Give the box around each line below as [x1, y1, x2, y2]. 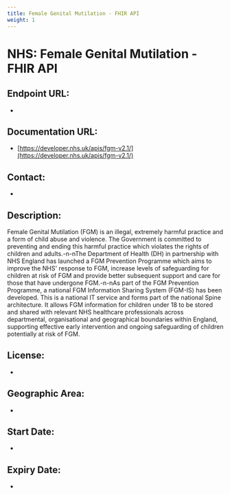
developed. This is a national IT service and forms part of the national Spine [7, 293, 222, 301]
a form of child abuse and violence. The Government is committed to [7, 235, 202, 243]
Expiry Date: [7, 464, 61, 476]
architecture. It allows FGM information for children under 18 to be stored [7, 300, 214, 309]
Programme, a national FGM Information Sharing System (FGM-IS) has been [7, 286, 222, 294]
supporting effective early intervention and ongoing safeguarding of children [7, 322, 224, 330]
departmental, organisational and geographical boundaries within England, [7, 315, 218, 323]
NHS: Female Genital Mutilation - [7, 46, 198, 62]
